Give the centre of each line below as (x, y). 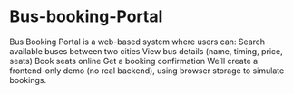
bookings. (28, 80)
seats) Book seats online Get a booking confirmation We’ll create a (134, 61)
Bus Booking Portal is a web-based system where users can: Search (137, 42)
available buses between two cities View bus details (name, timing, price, (146, 51)
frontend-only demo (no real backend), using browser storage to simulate (147, 70)
